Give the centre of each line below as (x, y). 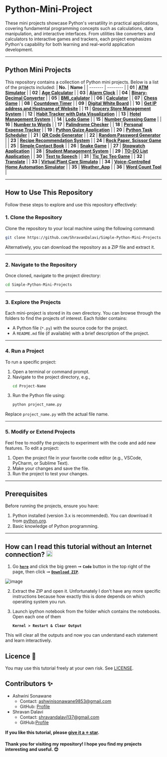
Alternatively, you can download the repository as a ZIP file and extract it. (80, 247)
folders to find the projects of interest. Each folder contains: (66, 319)
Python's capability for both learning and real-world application (70, 44)
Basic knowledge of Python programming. (55, 526)
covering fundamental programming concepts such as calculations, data (79, 28)
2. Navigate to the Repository (41, 265)
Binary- (139, 92)
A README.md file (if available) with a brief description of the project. (81, 334)
